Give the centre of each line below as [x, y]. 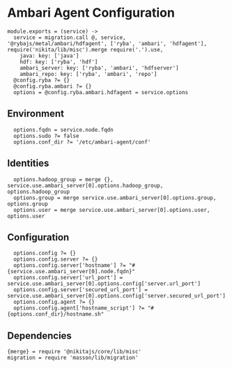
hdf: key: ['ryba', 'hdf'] [59, 62]
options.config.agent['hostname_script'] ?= [79, 308]
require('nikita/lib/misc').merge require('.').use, [85, 49]
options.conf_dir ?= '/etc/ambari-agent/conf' [82, 142]
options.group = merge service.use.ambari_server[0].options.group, [115, 198]
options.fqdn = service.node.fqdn [63, 130]
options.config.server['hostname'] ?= [70, 266]
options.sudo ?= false [46, 136]
